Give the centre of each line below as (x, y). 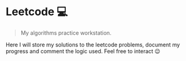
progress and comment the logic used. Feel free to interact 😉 (83, 51)
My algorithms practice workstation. (66, 33)
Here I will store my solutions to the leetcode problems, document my (93, 45)
